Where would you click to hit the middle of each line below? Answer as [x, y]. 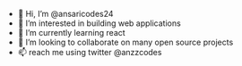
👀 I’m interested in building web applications [99, 23]
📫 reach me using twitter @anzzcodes [90, 52]
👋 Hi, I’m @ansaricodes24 [65, 14]
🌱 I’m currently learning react [71, 33]
